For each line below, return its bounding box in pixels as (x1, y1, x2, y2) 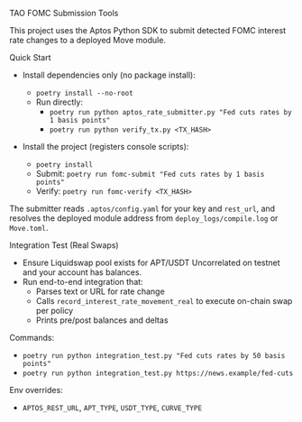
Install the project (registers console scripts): (22, 142, 189, 151)
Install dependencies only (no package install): (22, 69, 196, 80)
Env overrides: (9, 385, 63, 395)
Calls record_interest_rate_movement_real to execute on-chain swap (35, 296, 293, 306)
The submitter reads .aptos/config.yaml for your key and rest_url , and (9, 203, 276, 214)
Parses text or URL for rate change (35, 286, 165, 297)
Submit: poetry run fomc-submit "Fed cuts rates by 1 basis (35, 169, 265, 179)
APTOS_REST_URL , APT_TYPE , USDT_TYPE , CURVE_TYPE (22, 402, 203, 413)
